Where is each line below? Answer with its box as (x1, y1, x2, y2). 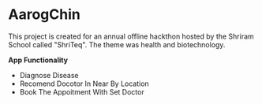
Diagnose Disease (19, 70, 79, 80)
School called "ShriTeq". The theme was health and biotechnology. (8, 39, 226, 49)
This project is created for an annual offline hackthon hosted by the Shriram (8, 32, 254, 41)
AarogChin (8, 6, 80, 24)
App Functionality (8, 55, 69, 65)
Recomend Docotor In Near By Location (19, 79, 150, 88)
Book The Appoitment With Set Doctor (19, 87, 144, 96)
